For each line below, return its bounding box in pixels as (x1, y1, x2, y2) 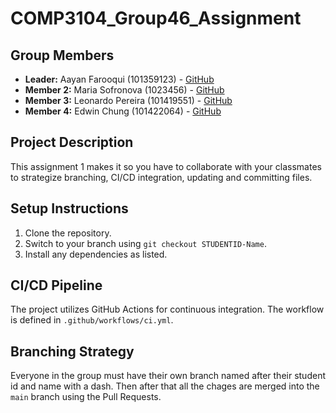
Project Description (10, 134, 134, 151)
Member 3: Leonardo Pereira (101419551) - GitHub (24, 95, 233, 106)
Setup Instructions (10, 200, 129, 217)
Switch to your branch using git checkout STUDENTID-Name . (24, 237, 267, 249)
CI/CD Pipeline (10, 277, 103, 294)
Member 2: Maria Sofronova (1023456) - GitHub (24, 84, 225, 96)
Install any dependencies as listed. (24, 248, 168, 260)
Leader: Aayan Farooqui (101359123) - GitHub (24, 73, 215, 85)
